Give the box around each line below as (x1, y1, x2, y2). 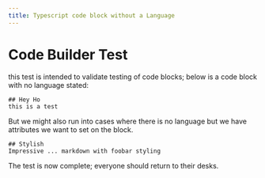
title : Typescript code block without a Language (8, 11, 176, 20)
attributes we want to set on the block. (8, 124, 134, 134)
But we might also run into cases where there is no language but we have (8, 116, 248, 126)
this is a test (8, 102, 59, 111)
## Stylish (8, 140, 44, 148)
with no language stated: (8, 80, 89, 89)
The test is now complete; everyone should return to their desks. (8, 161, 219, 170)
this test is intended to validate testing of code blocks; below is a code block (8, 72, 257, 81)
